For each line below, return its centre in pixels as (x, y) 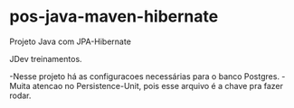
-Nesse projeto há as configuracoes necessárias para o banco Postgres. (145, 76)
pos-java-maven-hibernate (114, 17)
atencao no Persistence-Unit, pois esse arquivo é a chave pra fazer (157, 85)
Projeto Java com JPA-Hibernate (70, 41)
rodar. (20, 95)
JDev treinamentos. (46, 58)
